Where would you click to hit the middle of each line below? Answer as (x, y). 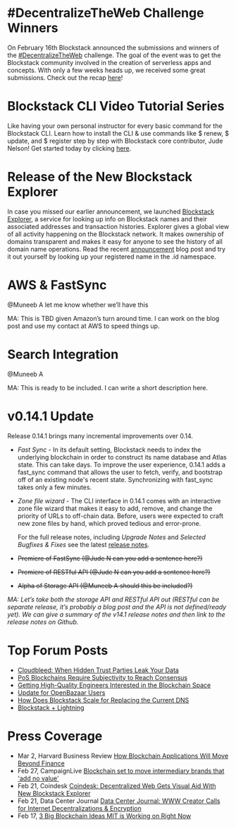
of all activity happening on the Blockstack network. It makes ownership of (116, 234)
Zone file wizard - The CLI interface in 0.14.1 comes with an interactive (119, 500)
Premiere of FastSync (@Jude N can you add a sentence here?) (110, 558)
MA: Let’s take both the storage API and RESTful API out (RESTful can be (113, 599)
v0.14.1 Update (50, 416)
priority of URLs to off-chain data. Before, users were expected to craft (120, 516)
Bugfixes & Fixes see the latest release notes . (83, 544)
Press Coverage (55, 736)
